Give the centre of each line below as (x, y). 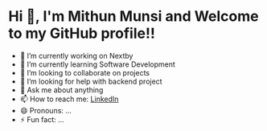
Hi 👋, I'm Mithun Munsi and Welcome (133, 16)
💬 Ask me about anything (62, 90)
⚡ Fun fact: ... (42, 119)
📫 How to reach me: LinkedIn (69, 99)
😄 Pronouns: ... (46, 110)
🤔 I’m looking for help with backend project (91, 81)
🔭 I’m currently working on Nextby (76, 55)
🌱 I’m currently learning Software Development (97, 64)
